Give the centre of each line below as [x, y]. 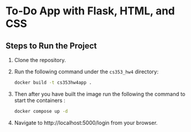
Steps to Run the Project [51, 46]
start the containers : [40, 100]
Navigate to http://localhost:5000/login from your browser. [86, 122]
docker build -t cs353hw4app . [53, 82]
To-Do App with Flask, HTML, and [90, 11]
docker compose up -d [41, 111]
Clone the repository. [40, 60]
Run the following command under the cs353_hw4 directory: [86, 72]
